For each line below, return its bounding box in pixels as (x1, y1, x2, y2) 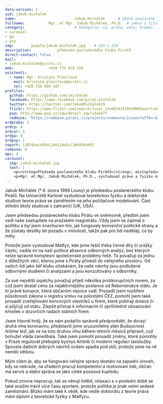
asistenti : (5, 70, 27, 75)
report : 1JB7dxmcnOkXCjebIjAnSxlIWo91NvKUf (5, 143, 95, 148)
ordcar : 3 (5, 129, 25, 134)
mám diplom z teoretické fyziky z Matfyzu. (5, 394, 90, 399)
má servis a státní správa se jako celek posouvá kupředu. (5, 369, 120, 374)
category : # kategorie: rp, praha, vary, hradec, (5, 25, 155, 30)
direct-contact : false (5, 52, 51, 57)
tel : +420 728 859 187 (14, 84, 60, 89)
